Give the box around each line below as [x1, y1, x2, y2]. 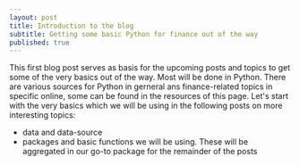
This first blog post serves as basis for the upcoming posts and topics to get [9, 62, 291, 73]
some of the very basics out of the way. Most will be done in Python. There [9, 72, 287, 83]
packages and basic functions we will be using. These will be [21, 136, 249, 147]
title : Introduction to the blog [9, 21, 134, 30]
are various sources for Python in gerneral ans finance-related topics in [9, 81, 273, 92]
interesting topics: [9, 110, 76, 120]
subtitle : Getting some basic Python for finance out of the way [9, 29, 258, 38]
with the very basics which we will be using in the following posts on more [9, 100, 283, 111]
